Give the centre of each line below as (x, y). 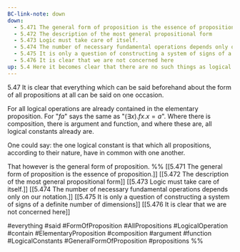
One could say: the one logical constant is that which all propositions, (110, 145)
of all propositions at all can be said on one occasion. (86, 95)
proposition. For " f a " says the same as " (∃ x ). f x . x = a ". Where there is (109, 116)
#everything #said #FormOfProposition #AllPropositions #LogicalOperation (118, 226)
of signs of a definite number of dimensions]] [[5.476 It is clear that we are (117, 204)
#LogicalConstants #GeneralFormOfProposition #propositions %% (105, 241)
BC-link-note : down (36, 14)
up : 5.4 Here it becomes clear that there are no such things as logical (120, 67)
